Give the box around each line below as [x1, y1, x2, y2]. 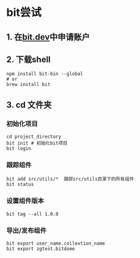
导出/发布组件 [6, 226, 47, 235]
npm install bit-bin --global [6, 71, 84, 77]
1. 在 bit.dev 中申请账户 [6, 32, 90, 42]
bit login [6, 146, 32, 152]
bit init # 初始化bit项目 [6, 140, 68, 146]
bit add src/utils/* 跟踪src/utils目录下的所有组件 [6, 176, 134, 182]
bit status [6, 181, 34, 188]
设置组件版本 [6, 196, 45, 205]
